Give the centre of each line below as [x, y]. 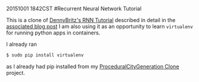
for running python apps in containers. [53, 33]
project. [16, 72]
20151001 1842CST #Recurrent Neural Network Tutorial [74, 9]
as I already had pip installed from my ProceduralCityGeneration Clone [93, 66]
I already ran [21, 44]
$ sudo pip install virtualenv [45, 55]
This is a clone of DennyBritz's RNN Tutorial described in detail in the [91, 20]
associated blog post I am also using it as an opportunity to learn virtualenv [100, 26]
